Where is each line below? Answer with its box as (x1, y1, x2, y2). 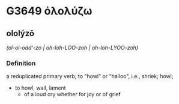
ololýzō (6, 28, 35, 38)
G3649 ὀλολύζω (6, 4, 93, 18)
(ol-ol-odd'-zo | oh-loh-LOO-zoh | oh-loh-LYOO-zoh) (6, 44, 139, 51)
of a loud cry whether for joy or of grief (23, 91, 121, 98)
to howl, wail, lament (14, 84, 66, 91)
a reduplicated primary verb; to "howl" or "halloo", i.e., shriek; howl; (6, 73, 174, 80)
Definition (6, 59, 36, 67)
